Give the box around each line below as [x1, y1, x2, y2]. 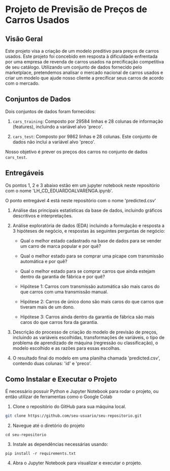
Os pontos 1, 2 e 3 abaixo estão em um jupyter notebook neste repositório [5, 182, 160, 188]
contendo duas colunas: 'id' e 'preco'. [12, 360, 92, 366]
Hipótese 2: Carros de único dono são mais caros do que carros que [20, 298, 164, 305]
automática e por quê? [20, 258, 67, 264]
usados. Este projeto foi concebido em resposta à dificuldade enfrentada [5, 53, 158, 59]
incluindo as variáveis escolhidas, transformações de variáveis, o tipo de [12, 334, 165, 340]
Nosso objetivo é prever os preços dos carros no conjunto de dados [5, 149, 148, 155]
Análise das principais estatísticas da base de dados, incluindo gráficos [12, 207, 162, 213]
